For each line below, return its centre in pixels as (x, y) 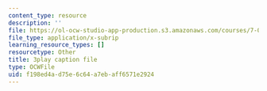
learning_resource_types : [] (56, 45)
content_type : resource (48, 15)
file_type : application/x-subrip (64, 38)
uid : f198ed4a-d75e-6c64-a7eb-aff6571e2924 (81, 74)
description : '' (35, 23)
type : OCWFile (32, 67)
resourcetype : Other (43, 52)
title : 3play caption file (53, 60)
